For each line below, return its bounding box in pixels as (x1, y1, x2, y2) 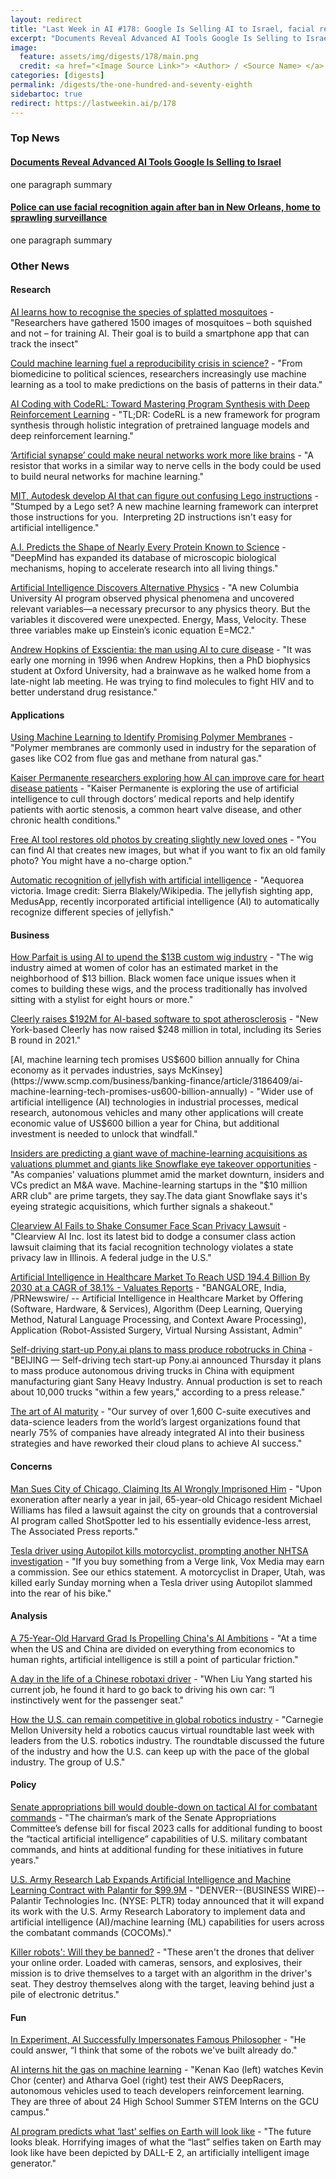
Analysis (10, 1610, 48, 1622)
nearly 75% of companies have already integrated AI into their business (10, 1427, 305, 1439)
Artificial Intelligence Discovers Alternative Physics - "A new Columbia (10, 581, 300, 593)
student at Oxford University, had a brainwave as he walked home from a (10, 664, 312, 676)
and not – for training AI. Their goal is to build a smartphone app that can (10, 327, 310, 339)
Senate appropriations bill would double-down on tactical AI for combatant (10, 1801, 318, 1813)
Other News (10, 259, 70, 273)
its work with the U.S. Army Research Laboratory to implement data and (10, 1905, 306, 1917)
